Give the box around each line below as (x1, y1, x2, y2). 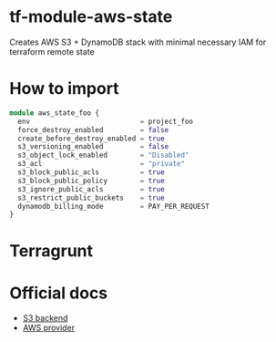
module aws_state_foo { (9, 108, 100, 118)
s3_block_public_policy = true (17, 176, 166, 185)
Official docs (9, 283, 108, 303)
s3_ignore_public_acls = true (17, 184, 166, 193)
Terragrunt (9, 241, 94, 262)
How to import (9, 78, 120, 99)
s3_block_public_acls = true (17, 168, 166, 177)
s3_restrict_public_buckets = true (17, 193, 166, 202)
